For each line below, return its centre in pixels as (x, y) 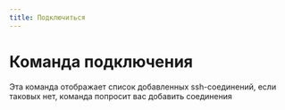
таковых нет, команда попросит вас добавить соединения (121, 96)
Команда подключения (101, 61)
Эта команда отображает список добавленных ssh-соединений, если (143, 87)
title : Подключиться (48, 17)
